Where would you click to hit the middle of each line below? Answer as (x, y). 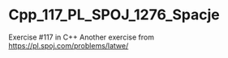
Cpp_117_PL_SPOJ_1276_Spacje (114, 15)
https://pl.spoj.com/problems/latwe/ (69, 45)
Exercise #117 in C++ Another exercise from (81, 37)
